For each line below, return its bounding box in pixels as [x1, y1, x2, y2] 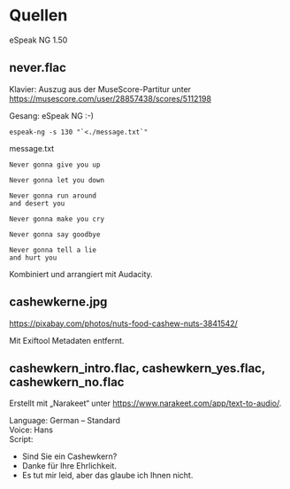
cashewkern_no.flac [9, 374, 125, 390]
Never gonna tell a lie [9, 245, 97, 254]
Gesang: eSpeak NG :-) [9, 110, 95, 120]
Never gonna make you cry [9, 214, 104, 223]
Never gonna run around [9, 191, 97, 200]
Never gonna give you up [9, 160, 101, 169]
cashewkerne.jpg [9, 294, 108, 310]
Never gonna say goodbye [9, 229, 101, 239]
